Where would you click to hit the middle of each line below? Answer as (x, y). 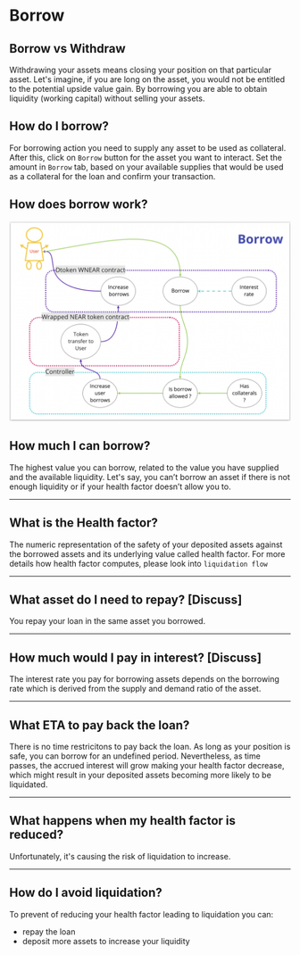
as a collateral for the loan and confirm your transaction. (112, 176)
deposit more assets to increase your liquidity (106, 941)
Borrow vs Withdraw (68, 49)
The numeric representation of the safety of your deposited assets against (146, 544)
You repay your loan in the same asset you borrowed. (108, 621)
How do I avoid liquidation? (86, 893)
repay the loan (49, 931)
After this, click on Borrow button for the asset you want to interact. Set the (146, 157)
